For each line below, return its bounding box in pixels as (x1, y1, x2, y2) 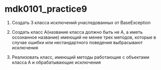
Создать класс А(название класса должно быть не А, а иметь (11, 29, 143, 35)
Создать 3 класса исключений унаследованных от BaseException (11, 20, 151, 25)
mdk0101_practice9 (4, 3, 87, 15)
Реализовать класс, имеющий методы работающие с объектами (11, 54, 150, 60)
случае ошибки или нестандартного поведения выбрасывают (11, 39, 143, 45)
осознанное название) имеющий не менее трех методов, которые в (11, 34, 157, 40)
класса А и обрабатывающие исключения (11, 59, 101, 65)
